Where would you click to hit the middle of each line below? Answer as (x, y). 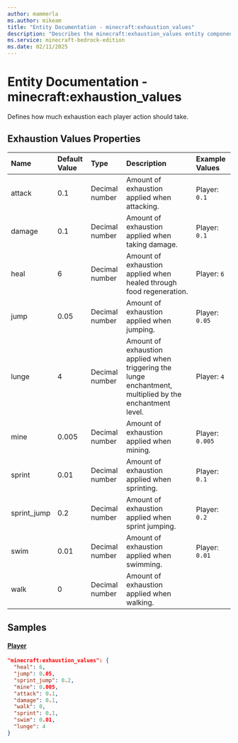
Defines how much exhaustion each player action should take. (98, 116)
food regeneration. (157, 291)
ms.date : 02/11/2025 (38, 47)
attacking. (143, 206)
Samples (27, 628)
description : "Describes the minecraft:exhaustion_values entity (106, 34)
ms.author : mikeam (34, 21)
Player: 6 (210, 274)
